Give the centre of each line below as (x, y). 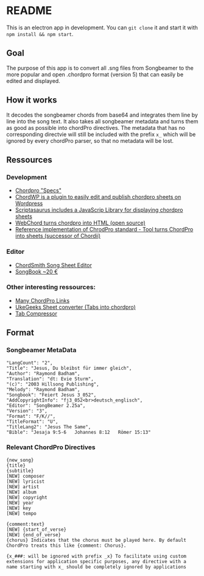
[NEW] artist (23, 487)
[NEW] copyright (27, 497)
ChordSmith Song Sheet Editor (54, 265)
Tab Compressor (36, 313)
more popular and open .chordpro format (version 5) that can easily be (95, 74)
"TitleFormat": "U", (33, 422)
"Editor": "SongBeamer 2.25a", (46, 405)
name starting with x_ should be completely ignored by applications (97, 567)
